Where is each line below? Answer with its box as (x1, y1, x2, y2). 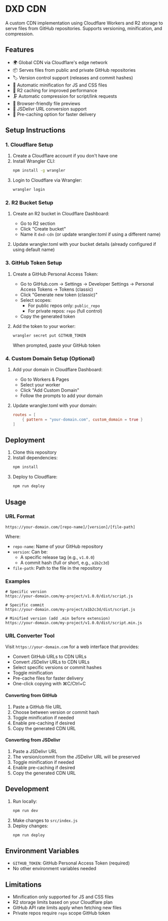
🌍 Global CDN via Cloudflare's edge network (12, 59, 108, 65)
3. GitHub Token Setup (5, 259, 62, 266)
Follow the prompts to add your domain (20, 393, 103, 399)
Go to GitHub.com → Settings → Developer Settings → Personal (20, 281, 154, 287)
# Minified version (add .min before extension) (5, 616, 110, 621)
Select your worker (20, 381, 61, 387)
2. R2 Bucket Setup (5, 199, 53, 206)
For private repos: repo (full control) (27, 308, 103, 314)
